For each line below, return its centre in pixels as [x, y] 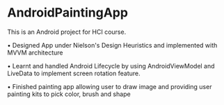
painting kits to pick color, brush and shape [69, 94]
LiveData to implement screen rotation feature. [74, 73]
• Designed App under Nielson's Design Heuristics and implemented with [112, 45]
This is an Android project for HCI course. [67, 32]
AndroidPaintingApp [68, 13]
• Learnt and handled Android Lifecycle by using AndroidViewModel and [111, 66]
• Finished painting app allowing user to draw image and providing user [110, 86]
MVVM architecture [35, 52]
